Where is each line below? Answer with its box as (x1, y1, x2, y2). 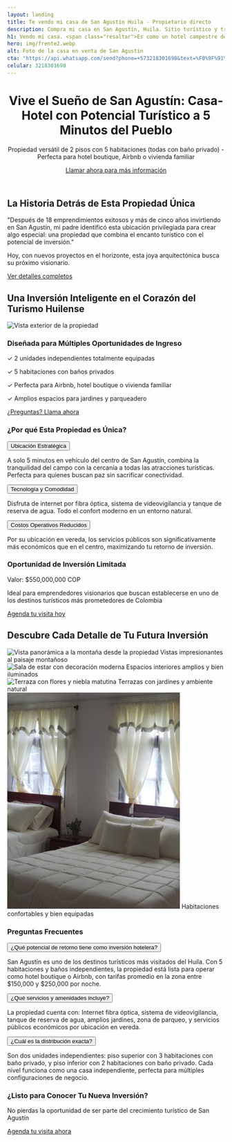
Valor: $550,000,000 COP (7, 575, 81, 584)
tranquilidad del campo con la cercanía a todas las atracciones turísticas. (7, 463, 215, 472)
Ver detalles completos (7, 272, 72, 280)
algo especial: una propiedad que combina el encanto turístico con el (7, 230, 204, 239)
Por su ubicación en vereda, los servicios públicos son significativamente (7, 535, 216, 543)
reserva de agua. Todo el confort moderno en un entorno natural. (7, 506, 193, 515)
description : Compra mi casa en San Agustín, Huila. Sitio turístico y (7, 26, 217, 33)
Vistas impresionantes (159, 647, 223, 656)
